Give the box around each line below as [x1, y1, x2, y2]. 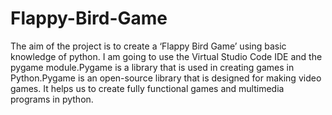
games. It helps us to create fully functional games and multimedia [10, 82, 285, 94]
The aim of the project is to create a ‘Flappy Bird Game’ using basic [10, 40, 287, 52]
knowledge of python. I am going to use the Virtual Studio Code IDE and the [10, 50, 323, 62]
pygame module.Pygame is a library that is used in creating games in [10, 61, 295, 73]
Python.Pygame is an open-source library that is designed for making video [10, 72, 322, 84]
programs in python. [10, 93, 94, 105]
